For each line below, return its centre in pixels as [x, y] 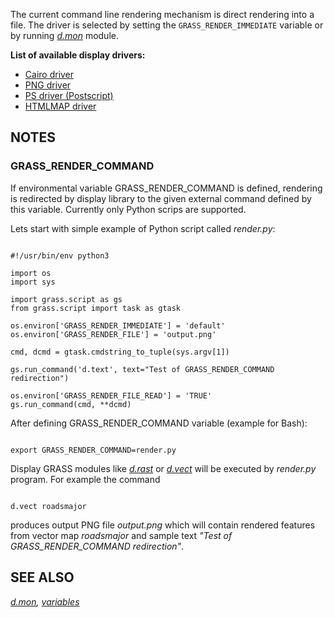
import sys [33, 282]
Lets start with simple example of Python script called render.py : [143, 228]
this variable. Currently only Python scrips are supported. [128, 209]
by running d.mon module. [64, 35]
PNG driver [48, 85]
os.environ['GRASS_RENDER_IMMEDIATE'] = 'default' [118, 325]
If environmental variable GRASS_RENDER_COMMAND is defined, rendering [166, 188]
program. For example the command [85, 479]
